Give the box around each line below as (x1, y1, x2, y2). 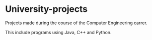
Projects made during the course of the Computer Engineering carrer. (5, 20, 148, 26)
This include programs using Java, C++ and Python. (5, 29, 112, 35)
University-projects (5, 3, 88, 15)
